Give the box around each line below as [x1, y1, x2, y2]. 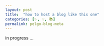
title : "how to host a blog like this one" [5, 12, 99, 17]
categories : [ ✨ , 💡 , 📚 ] [5, 16, 55, 21]
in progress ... [5, 35, 34, 41]
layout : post [5, 7, 32, 12]
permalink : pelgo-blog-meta [5, 21, 64, 26]
